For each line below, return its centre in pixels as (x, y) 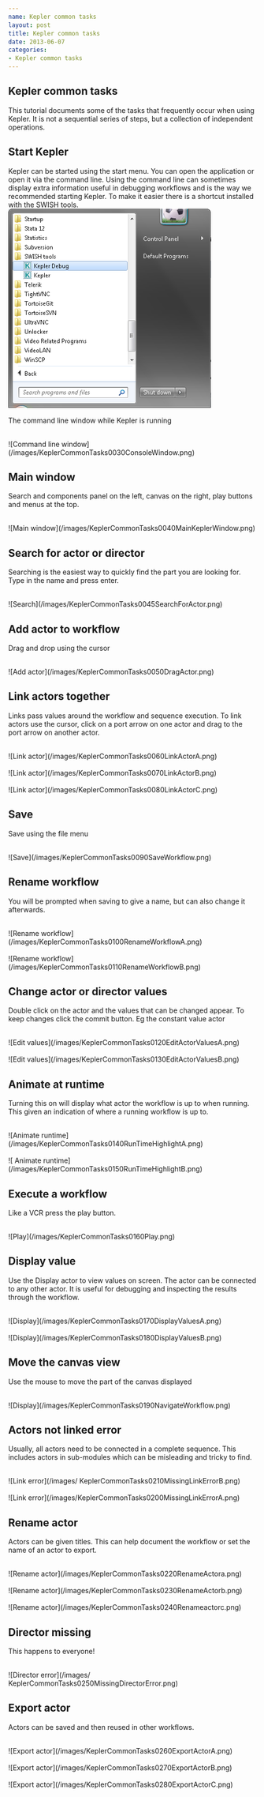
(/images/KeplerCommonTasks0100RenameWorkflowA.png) (105, 942)
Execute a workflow (58, 1194)
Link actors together (59, 696)
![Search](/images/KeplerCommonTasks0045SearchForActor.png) (115, 604)
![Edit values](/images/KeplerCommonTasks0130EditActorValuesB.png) (124, 1059)
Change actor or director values (88, 991)
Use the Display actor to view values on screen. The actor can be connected (132, 1280)
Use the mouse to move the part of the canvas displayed (100, 1382)
